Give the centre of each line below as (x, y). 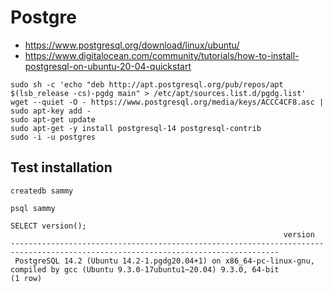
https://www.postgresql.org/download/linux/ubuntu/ (132, 45)
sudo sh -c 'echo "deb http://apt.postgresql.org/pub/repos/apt (147, 84)
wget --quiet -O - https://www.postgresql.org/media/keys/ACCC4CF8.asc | (167, 102)
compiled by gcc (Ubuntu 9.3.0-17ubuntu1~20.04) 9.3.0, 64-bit (145, 269)
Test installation (61, 167)
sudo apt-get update (53, 119)
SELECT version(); (48, 226)
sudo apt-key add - (51, 111)
